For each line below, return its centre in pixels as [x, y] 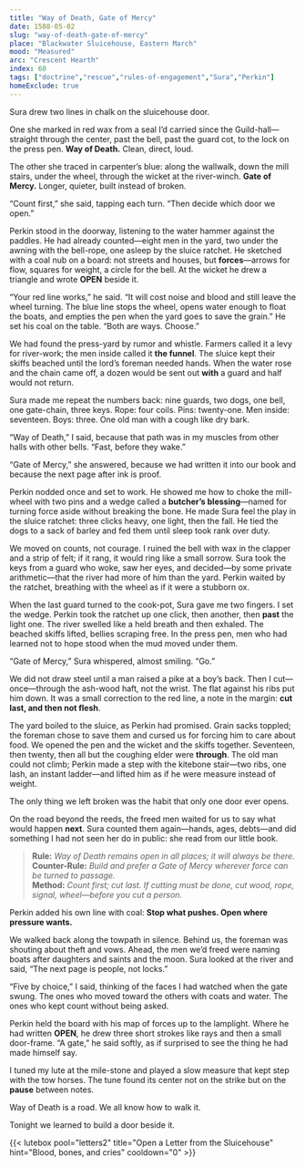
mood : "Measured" [42, 52]
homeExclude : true [44, 86]
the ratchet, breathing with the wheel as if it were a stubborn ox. [130, 587]
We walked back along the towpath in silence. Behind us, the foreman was [149, 939]
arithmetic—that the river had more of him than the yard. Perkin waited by [147, 577]
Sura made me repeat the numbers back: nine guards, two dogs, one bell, [147, 400]
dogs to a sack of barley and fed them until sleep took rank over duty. [140, 531]
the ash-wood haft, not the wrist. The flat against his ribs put [181, 688]
